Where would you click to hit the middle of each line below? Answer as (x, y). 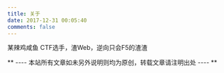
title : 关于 (24, 14)
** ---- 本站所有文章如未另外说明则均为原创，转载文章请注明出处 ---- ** (112, 62)
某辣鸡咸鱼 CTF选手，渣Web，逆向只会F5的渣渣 (77, 48)
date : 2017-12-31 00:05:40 (47, 20)
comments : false (31, 27)
